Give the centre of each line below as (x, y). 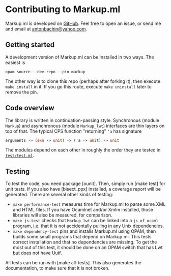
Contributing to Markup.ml (63, 9)
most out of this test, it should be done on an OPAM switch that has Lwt (88, 248)
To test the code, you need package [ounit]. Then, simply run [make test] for (85, 183)
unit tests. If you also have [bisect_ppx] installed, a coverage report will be (83, 189)
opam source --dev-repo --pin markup (45, 72)
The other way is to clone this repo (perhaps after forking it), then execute (83, 81)
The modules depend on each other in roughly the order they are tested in (83, 150)
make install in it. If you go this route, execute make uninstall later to (78, 86)
